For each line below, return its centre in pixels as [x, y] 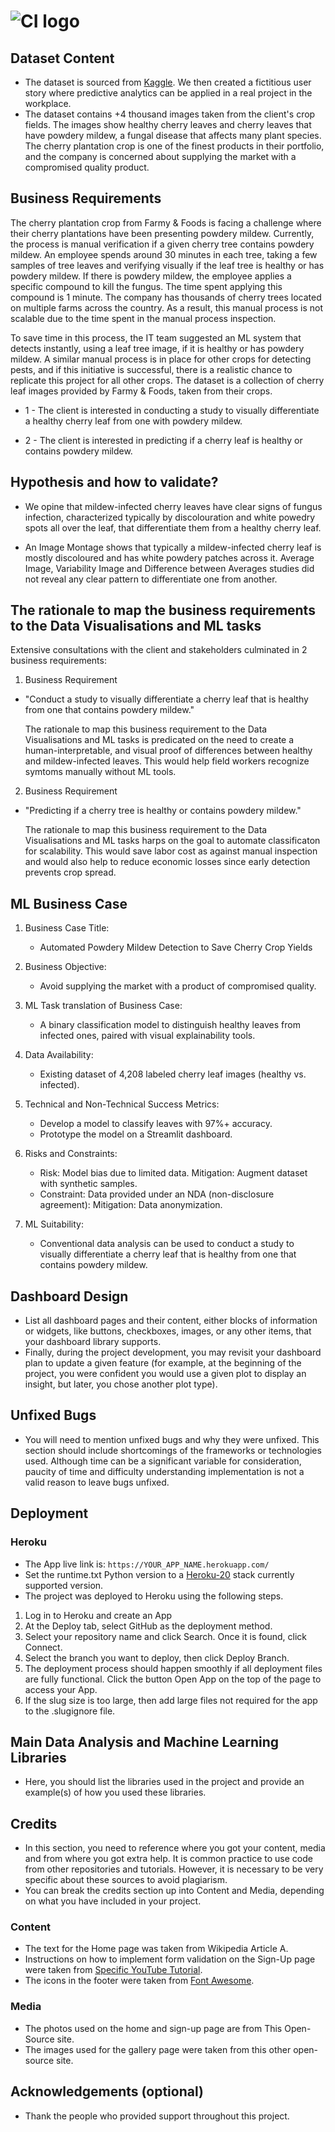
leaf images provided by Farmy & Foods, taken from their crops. [141, 391]
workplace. [48, 103]
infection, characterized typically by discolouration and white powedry [170, 517]
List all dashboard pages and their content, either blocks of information [171, 1321]
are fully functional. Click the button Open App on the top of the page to [173, 1679]
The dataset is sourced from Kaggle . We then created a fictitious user [168, 82]
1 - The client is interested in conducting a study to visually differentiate [172, 410]
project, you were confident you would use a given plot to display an [165, 1374]
